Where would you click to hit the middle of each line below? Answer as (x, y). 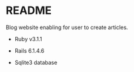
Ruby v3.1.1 (28, 39)
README (29, 11)
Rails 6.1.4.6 (29, 51)
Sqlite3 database (36, 62)
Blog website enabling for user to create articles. (67, 27)
